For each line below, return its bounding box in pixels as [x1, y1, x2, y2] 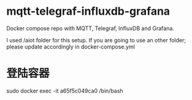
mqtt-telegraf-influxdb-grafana [6, 4, 171, 18]
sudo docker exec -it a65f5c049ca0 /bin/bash [6, 87, 124, 94]
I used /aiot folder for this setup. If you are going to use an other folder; [6, 36, 186, 44]
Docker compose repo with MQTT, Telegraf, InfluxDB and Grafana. [6, 25, 175, 32]
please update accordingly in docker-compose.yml [6, 43, 135, 50]
